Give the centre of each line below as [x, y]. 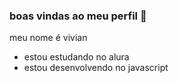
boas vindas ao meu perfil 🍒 [78, 16]
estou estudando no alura [76, 57]
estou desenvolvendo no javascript [96, 68]
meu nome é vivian [48, 38]
